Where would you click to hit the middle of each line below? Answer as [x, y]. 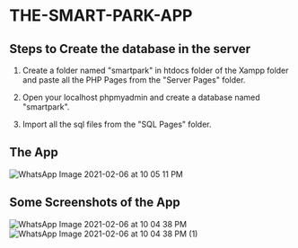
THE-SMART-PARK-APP [101, 16]
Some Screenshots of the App [95, 203]
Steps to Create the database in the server [130, 49]
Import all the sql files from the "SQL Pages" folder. [117, 124]
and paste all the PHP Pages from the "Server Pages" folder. [134, 80]
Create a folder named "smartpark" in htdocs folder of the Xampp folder [155, 70]
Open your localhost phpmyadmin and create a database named [141, 97]
